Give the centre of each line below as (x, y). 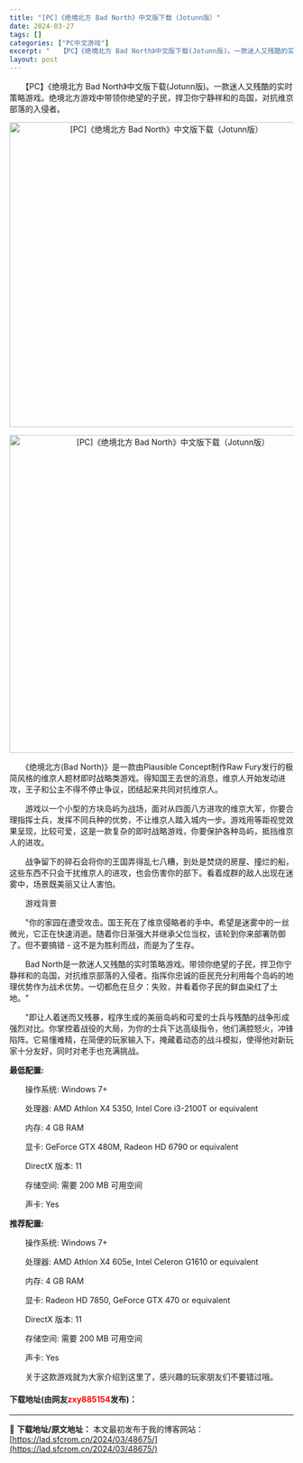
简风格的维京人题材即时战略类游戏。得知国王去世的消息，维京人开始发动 (143, 778)
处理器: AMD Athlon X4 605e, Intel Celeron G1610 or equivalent (142, 1262)
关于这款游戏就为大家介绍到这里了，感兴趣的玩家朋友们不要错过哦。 (151, 1377)
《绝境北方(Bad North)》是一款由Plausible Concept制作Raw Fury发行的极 (159, 767)
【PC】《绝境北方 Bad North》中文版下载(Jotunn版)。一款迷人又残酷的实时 (159, 86)
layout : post (34, 60)
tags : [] (26, 34)
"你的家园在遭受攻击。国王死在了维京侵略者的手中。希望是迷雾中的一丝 (157, 922)
